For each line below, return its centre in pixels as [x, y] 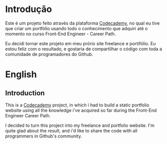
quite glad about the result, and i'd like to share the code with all [71, 130]
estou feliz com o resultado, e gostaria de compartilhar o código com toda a [83, 49]
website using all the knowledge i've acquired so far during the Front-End [81, 110]
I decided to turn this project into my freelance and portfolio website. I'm [80, 125]
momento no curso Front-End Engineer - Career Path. [61, 34]
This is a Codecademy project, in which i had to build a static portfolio [77, 105]
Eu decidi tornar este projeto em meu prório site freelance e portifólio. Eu [80, 43]
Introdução [29, 9]
